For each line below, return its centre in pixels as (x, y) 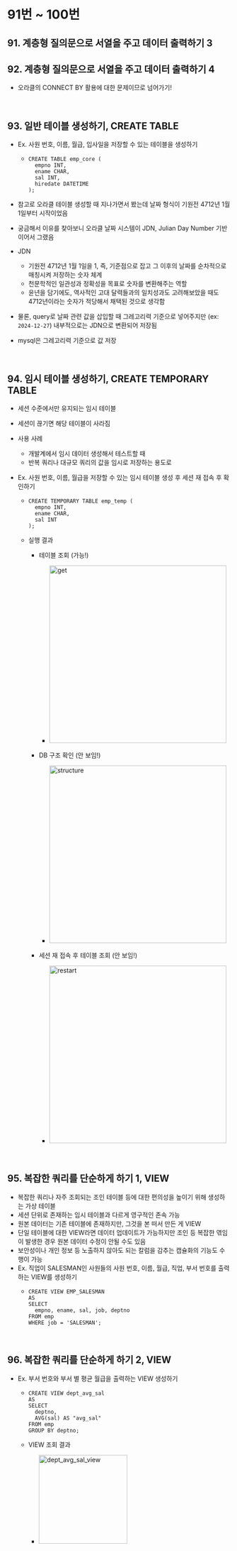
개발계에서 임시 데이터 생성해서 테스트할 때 (87, 454)
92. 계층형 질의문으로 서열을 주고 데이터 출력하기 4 (111, 69)
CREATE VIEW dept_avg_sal (66, 1393)
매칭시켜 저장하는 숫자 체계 (65, 275)
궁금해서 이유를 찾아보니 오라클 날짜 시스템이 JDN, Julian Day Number (116, 229)
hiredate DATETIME (62, 184)
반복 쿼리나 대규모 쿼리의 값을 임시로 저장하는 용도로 (100, 463)
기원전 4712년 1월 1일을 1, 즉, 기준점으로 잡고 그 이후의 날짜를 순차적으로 (127, 266)
